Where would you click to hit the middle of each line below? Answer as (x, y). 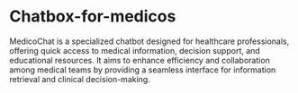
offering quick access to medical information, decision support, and (135, 50)
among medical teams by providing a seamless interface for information (143, 70)
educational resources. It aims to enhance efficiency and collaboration (140, 60)
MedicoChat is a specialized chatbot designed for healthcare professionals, (149, 41)
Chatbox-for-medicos (93, 17)
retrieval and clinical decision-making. (80, 79)
